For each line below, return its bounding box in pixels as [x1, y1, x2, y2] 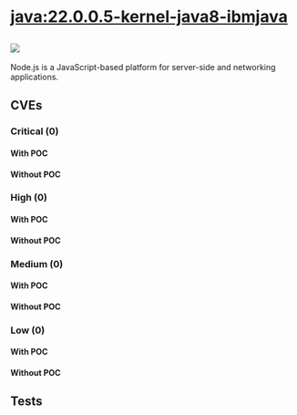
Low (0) [10, 324, 46, 337]
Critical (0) [10, 125, 59, 138]
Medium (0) [10, 257, 64, 270]
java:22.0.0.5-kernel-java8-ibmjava [10, 6, 288, 27]
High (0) [10, 192, 48, 204]
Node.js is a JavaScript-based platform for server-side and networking [10, 62, 276, 72]
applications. [10, 71, 58, 82]
